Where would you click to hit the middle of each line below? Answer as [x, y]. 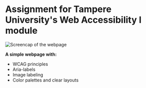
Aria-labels [24, 69]
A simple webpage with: [31, 54]
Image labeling [28, 74]
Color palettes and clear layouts [46, 80]
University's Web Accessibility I [74, 20]
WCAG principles [30, 64]
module [21, 31]
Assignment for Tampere [58, 9]
